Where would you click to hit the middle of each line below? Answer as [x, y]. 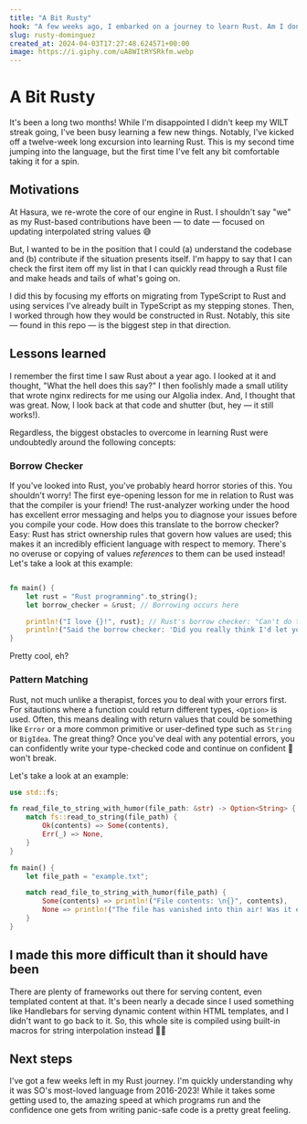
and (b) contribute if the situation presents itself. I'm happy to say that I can [151, 259]
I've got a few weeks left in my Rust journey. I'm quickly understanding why [152, 1081]
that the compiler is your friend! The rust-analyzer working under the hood [150, 504]
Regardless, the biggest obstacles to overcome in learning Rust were [139, 432]
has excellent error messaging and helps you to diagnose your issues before [153, 514]
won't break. [33, 758]
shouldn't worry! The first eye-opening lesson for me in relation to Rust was [152, 495]
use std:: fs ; [34, 792]
